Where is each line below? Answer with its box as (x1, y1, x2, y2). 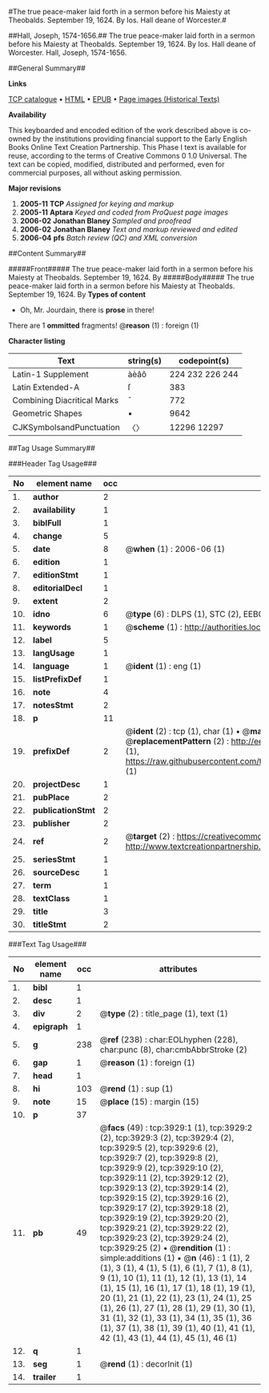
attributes (159, 964, 198, 974)
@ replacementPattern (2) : (125, 736, 230, 747)
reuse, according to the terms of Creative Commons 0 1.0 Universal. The (8, 151, 247, 160)
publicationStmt (33, 805, 96, 815)
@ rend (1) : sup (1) (99, 1083, 174, 1094)
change (33, 530, 62, 541)
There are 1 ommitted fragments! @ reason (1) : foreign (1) (8, 320, 199, 330)
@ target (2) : (125, 831, 175, 842)
